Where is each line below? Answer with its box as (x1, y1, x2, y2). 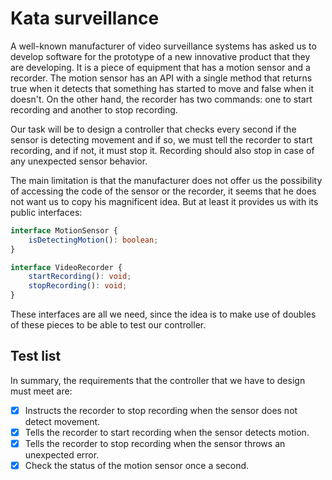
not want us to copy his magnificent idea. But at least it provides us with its (10, 195, 319, 207)
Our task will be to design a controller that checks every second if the (10, 123, 297, 135)
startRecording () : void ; (28, 272, 132, 282)
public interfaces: (10, 206, 83, 218)
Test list (10, 348, 62, 365)
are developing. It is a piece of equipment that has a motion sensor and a (10, 61, 311, 73)
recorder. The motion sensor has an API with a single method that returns (10, 72, 313, 84)
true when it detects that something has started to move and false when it (10, 82, 315, 94)
